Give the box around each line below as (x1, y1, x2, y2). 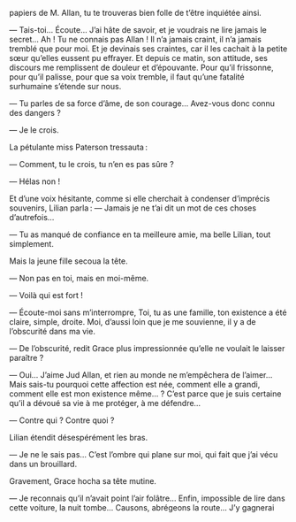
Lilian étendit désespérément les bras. (9, 433, 148, 442)
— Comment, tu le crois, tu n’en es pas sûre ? (9, 159, 174, 169)
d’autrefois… (9, 212, 55, 222)
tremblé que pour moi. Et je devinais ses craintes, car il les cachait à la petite (9, 43, 288, 54)
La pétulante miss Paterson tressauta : (9, 142, 148, 152)
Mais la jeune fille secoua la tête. (9, 256, 128, 266)
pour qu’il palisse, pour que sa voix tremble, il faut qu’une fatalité (9, 72, 245, 82)
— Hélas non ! (9, 176, 60, 187)
